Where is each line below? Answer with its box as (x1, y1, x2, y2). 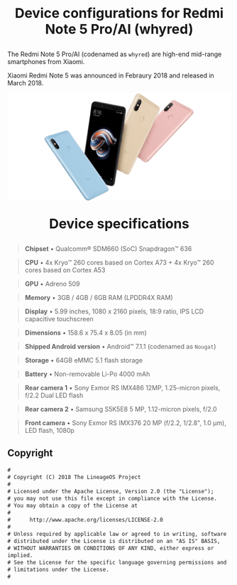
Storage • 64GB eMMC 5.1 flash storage (24, 356, 143, 365)
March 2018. (7, 79, 44, 87)
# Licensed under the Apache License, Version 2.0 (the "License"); (7, 488, 214, 495)
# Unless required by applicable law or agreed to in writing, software (7, 530, 227, 537)
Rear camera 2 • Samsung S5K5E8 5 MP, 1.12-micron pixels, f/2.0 (24, 405, 217, 414)
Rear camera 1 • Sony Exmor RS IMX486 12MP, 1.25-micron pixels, (24, 384, 221, 392)
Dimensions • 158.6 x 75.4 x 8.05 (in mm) (24, 328, 148, 337)
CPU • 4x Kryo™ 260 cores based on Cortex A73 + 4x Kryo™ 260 (24, 258, 214, 267)
